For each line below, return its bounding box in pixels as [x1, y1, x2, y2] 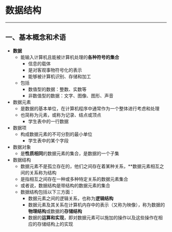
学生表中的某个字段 [28, 137, 69, 144]
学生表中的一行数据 [28, 118, 69, 124]
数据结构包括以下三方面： [20, 188, 75, 195]
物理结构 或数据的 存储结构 [28, 208, 82, 214]
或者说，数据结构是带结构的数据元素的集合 [20, 182, 111, 188]
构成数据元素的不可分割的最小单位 [20, 131, 93, 137]
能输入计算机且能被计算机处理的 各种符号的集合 [20, 54, 119, 60]
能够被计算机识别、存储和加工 [28, 73, 91, 80]
